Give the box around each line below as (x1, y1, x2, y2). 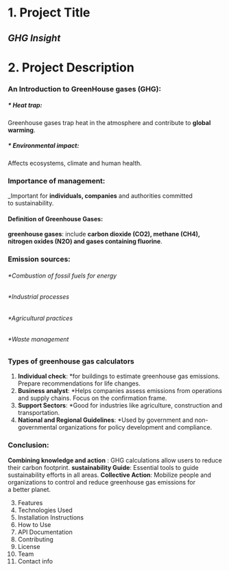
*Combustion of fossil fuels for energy (8, 271, 117, 280)
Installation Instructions (17, 513, 84, 522)
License (17, 542, 40, 550)
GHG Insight (8, 32, 61, 44)
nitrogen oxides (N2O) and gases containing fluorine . (8, 237, 163, 245)
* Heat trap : (8, 101, 43, 109)
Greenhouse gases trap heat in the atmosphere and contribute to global (8, 118, 211, 126)
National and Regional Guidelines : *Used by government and (17, 416, 193, 424)
